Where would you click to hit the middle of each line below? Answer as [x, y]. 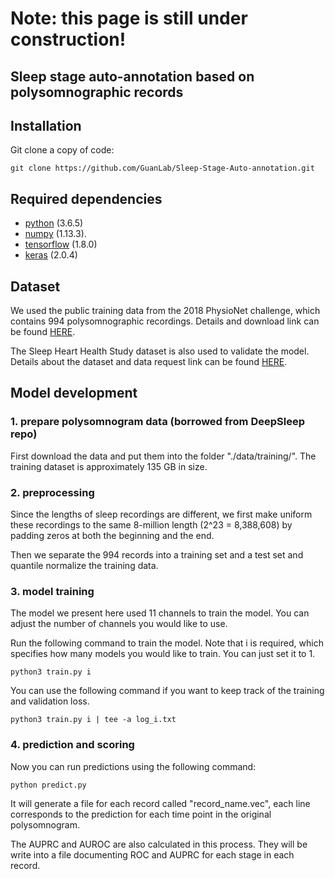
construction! [68, 39]
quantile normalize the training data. [84, 565]
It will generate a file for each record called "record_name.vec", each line [160, 803]
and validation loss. [50, 701]
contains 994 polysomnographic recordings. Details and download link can [165, 321]
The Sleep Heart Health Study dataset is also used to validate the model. [160, 351]
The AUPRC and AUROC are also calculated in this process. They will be [159, 844]
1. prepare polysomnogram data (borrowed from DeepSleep [157, 422]
